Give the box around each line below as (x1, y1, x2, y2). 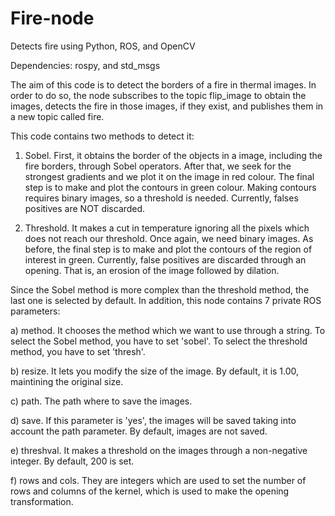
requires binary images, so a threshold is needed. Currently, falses (24, 192, 299, 204)
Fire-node (10, 7, 95, 30)
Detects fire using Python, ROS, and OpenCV (10, 40, 196, 52)
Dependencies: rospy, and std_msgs (10, 59, 161, 71)
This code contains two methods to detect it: (10, 130, 195, 142)
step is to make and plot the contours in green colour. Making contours (24, 181, 317, 193)
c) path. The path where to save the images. (10, 395, 193, 407)
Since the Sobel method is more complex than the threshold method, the (10, 283, 310, 296)
